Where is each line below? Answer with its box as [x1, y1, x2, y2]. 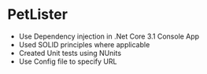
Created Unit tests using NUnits [18, 48, 122, 57]
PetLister [7, 6, 68, 24]
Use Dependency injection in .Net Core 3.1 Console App [18, 31, 200, 41]
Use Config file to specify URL [18, 57, 117, 66]
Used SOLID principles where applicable [18, 39, 150, 49]
